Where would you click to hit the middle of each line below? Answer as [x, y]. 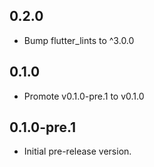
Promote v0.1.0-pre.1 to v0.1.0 [84, 96]
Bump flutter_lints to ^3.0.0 [79, 40]
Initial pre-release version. [77, 151]
